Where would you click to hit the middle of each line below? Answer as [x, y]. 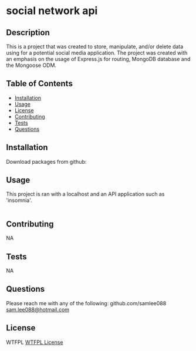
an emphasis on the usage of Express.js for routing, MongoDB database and [98, 59]
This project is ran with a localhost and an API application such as [85, 194]
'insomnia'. [19, 200]
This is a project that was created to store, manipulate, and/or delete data [95, 46]
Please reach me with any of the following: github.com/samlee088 [86, 303]
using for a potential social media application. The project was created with [97, 53]
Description [28, 33]
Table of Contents [40, 84]
